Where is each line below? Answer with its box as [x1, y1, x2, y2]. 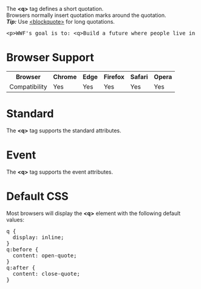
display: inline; [12, 234, 64, 240]
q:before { [6, 246, 39, 253]
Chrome [53, 72, 77, 81]
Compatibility [9, 82, 47, 90]
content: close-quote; [12, 270, 80, 277]
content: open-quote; [12, 252, 77, 259]
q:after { [6, 264, 35, 271]
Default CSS [6, 189, 69, 203]
